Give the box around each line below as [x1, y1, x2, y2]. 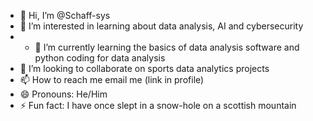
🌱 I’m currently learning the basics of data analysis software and [34, 41, 300, 53]
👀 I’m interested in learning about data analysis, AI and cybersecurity [19, 20, 304, 32]
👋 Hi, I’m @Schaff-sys [19, 10, 111, 21]
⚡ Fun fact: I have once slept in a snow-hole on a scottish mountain [19, 100, 297, 111]
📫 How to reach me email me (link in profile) [19, 74, 205, 85]
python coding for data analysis [34, 52, 166, 64]
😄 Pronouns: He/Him [19, 88, 108, 100]
